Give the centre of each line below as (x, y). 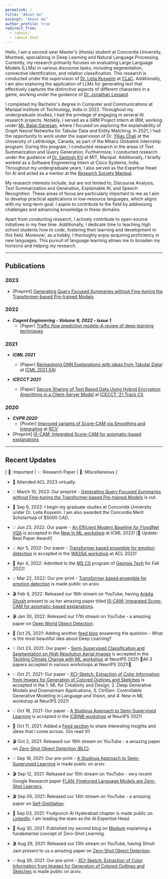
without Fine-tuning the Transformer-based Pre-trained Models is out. (84, 497)
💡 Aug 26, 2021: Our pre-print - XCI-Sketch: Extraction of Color (77, 860)
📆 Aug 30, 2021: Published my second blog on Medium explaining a (82, 828)
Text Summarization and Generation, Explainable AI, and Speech (71, 188)
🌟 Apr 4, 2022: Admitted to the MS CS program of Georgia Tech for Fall (85, 563)
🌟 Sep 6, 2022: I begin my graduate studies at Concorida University (82, 507)
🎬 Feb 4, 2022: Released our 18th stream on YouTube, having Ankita (83, 594)
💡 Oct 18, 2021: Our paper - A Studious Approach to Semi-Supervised (84, 711)
